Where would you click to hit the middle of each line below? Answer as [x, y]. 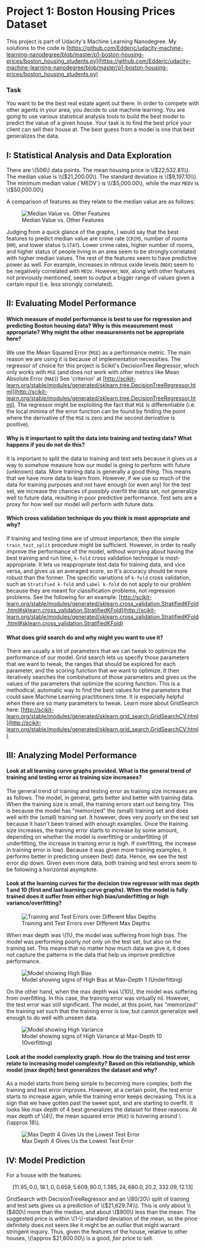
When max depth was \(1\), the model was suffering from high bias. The [97, 935]
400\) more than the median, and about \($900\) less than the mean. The [104, 1212]
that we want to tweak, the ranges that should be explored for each [91, 664]
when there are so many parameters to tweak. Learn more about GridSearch [102, 703]
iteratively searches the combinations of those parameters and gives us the [102, 677]
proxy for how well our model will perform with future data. [80, 504]
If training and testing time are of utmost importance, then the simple [93, 538]
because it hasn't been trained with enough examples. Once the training [97, 823]
